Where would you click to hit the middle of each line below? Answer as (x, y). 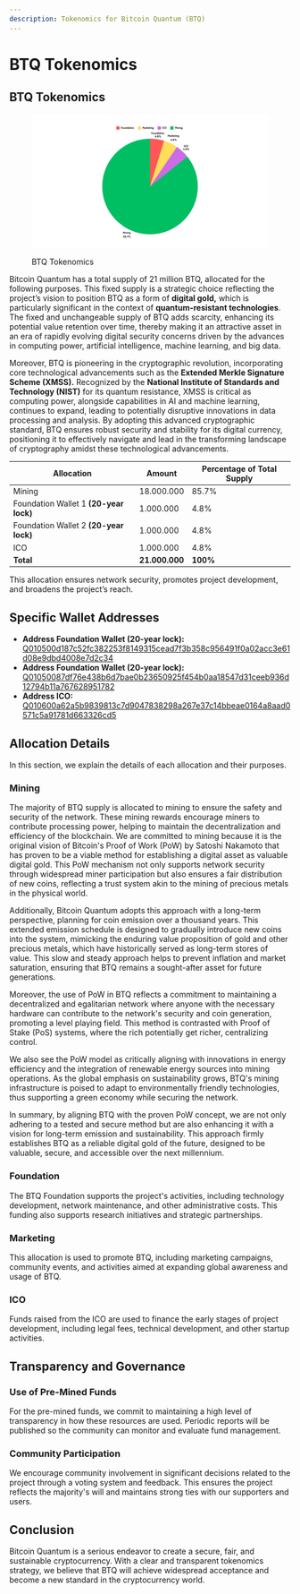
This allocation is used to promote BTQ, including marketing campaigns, (142, 1257)
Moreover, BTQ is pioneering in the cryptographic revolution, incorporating (146, 364)
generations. (33, 977)
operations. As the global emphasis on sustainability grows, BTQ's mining (144, 1078)
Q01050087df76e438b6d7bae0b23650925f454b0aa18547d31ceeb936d (156, 677)
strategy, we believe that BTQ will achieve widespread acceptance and (139, 1570)
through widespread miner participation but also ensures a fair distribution (146, 874)
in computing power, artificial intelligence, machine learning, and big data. (145, 346)
